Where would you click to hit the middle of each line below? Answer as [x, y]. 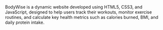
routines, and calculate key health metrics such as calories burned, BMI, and [82, 17]
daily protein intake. [25, 22]
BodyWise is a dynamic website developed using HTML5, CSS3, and [74, 7]
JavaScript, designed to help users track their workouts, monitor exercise [79, 12]
